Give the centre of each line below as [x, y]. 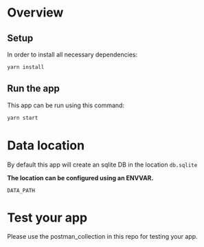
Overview [35, 13]
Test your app [47, 217]
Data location [46, 145]
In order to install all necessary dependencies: [72, 54]
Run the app [33, 88]
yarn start [23, 118]
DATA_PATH [21, 191]
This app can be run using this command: [66, 105]
